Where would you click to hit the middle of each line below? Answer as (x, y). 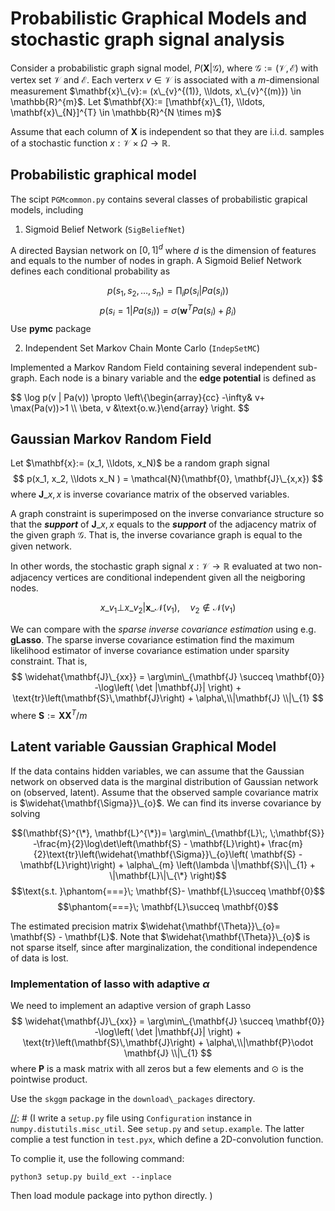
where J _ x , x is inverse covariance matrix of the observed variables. (150, 494)
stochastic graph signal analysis (147, 39)
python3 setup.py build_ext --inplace (91, 1177)
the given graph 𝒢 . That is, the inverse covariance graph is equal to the (156, 535)
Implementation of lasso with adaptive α (110, 984)
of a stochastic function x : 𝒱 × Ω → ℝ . (90, 143)
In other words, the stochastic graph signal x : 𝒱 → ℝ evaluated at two (155, 566)
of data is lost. (39, 958)
